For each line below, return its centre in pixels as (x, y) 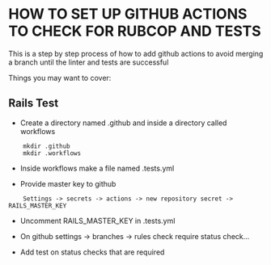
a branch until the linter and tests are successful (89, 62)
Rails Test (34, 103)
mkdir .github (47, 146)
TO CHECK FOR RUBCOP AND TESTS (135, 31)
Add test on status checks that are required (92, 252)
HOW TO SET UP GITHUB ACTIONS (128, 14)
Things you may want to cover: (60, 78)
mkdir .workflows (52, 153)
